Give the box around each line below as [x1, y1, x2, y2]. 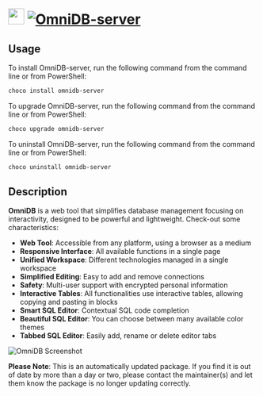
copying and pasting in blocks [19, 298, 118, 307]
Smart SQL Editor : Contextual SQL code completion [19, 306, 190, 315]
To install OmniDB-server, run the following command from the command [8, 63, 247, 72]
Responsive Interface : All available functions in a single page [19, 247, 221, 256]
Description [8, 185, 67, 198]
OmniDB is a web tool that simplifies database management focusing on [8, 206, 244, 216]
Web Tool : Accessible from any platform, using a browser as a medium [19, 238, 252, 248]
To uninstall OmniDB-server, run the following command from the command [8, 139, 256, 148]
